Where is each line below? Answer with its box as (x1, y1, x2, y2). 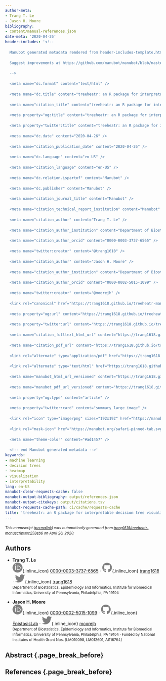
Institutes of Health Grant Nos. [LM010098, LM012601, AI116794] (12, 637, 122, 642)
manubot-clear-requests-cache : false (5, 489, 83, 495)
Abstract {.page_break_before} (5, 651, 104, 659)
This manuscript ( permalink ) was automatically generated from (5, 525, 113, 530)
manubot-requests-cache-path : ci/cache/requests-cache (5, 505, 121, 510)
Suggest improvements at (9, 60, 61, 65)
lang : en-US (5, 484, 30, 489)
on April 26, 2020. (43, 531, 75, 536)
